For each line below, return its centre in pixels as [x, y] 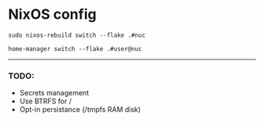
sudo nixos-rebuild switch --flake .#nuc [77, 35]
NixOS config [52, 14]
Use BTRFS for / [46, 101]
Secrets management [54, 93]
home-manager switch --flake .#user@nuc [75, 48]
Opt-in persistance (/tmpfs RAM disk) [80, 109]
